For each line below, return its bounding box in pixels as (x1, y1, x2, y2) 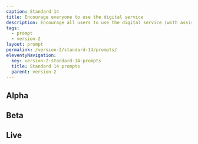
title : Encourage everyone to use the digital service (6, 14, 144, 20)
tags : (6, 25, 19, 31)
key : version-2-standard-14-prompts (11, 58, 101, 63)
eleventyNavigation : (6, 52, 57, 58)
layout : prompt (6, 42, 44, 48)
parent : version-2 (11, 69, 57, 75)
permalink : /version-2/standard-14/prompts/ (6, 47, 117, 53)
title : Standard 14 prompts (11, 63, 81, 69)
